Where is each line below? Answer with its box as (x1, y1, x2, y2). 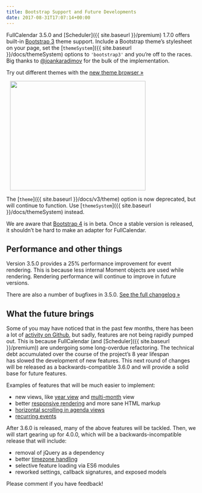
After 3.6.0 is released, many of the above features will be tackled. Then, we (6, 424, 197, 432)
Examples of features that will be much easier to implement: (6, 381, 155, 389)
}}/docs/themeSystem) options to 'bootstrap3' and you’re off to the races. (6, 50, 192, 58)
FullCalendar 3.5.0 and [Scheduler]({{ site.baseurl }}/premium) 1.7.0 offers (6, 31, 191, 38)
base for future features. (6, 370, 68, 377)
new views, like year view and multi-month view (15, 394, 135, 401)
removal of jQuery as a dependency (15, 449, 105, 457)
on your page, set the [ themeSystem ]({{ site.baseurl (6, 44, 132, 52)
